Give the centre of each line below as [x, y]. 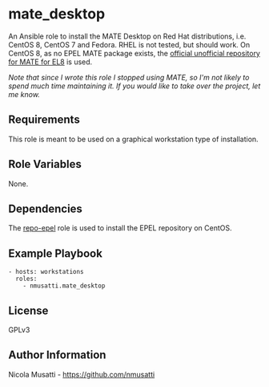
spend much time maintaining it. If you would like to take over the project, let [134, 86]
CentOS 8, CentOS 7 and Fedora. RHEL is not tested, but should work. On [129, 44]
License [28, 310]
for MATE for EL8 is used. [50, 62]
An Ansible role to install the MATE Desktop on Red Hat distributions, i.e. [127, 36]
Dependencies [45, 208]
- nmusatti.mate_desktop [64, 286]
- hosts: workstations [46, 272]
